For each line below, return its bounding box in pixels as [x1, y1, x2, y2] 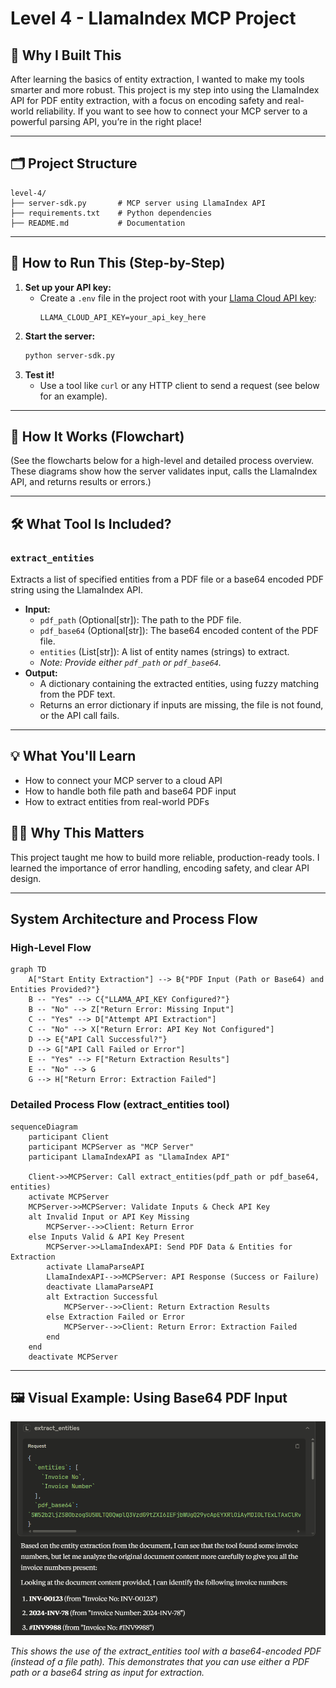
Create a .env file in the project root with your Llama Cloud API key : [39, 292, 317, 304]
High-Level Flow [10, 940, 92, 954]
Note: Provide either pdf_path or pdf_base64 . [39, 657, 222, 668]
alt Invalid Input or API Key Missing [28, 1212, 190, 1222]
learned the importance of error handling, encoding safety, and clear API [10, 862, 310, 874]
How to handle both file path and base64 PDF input [24, 785, 237, 797]
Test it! [24, 368, 55, 381]
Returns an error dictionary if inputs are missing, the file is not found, [39, 699, 324, 711]
